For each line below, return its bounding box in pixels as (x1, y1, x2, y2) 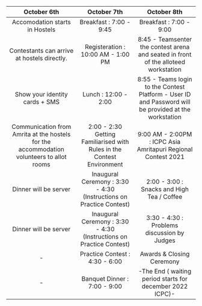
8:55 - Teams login (137, 75, 192, 83)
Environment (87, 160, 123, 168)
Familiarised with (81, 138, 129, 146)
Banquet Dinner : (81, 275, 129, 283)
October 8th (147, 8, 183, 16)
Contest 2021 (145, 153, 185, 161)
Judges (154, 236, 176, 245)
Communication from (11, 123, 72, 131)
